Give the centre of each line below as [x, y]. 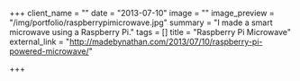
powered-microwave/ [50, 51]
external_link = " [40, 41]
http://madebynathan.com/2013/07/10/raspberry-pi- [166, 41]
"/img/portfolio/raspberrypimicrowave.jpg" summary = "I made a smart [141, 22]
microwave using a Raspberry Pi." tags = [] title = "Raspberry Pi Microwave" [150, 32]
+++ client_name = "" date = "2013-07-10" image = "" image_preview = [142, 13]
